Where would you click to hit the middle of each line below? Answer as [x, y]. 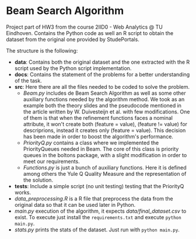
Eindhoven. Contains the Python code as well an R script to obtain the [90, 33]
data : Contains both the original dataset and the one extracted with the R [102, 62]
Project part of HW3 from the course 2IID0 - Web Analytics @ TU [85, 27]
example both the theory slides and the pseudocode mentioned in [102, 105]
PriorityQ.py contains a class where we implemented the [91, 143]
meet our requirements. [51, 161]
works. [22, 192]
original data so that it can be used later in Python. [75, 205]
